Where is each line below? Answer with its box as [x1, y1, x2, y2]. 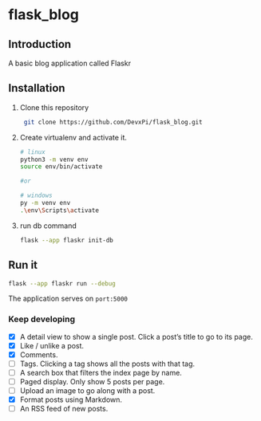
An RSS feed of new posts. [19, 404, 109, 414]
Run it [8, 258, 38, 272]
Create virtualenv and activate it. [19, 132, 128, 142]
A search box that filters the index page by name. [19, 368, 182, 377]
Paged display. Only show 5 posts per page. [19, 376, 165, 386]
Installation [8, 81, 65, 95]
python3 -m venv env [19, 155, 89, 163]
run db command [19, 221, 77, 230]
